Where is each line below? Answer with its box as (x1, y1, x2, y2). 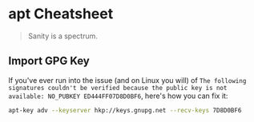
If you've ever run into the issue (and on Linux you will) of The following (8, 75, 247, 85)
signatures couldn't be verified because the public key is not (8, 84, 228, 92)
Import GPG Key (8, 54, 90, 68)
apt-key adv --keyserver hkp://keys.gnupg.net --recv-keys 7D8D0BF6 (8, 106, 242, 114)
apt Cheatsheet (8, 5, 114, 23)
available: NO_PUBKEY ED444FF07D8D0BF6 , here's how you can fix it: (8, 91, 228, 100)
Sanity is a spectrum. (27, 31, 99, 41)
